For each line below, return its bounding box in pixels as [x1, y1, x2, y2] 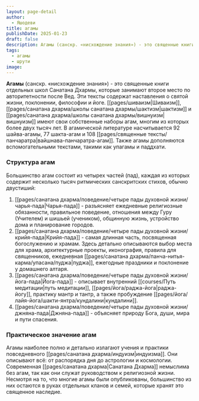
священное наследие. [6, 388, 62, 395]
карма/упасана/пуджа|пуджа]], [14, 259, 95, 266]
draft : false [6, 36, 38, 42]
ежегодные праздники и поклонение [95, 259, 189, 266]
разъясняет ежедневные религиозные [85, 202, 182, 209]
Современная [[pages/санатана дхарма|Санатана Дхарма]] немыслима [6, 363, 190, 370]
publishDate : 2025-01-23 [6, 31, 68, 37]
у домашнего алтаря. [14, 265, 69, 272]
